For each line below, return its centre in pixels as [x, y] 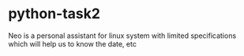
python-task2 [54, 14]
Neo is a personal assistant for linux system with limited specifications [122, 35]
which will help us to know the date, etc [72, 43]
